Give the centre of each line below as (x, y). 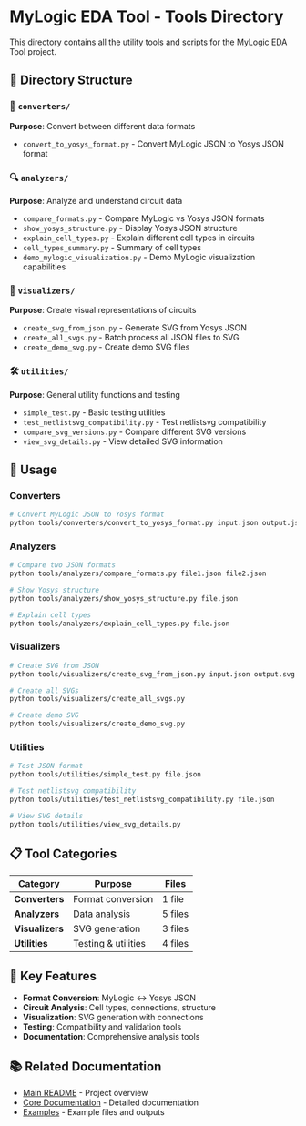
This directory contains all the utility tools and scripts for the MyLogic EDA (148, 42)
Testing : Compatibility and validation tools (102, 1027)
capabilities (44, 267)
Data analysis (101, 914)
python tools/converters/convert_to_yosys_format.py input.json (134, 523)
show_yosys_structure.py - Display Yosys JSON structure (130, 228)
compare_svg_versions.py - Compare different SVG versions (134, 431)
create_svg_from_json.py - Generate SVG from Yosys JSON (135, 328)
